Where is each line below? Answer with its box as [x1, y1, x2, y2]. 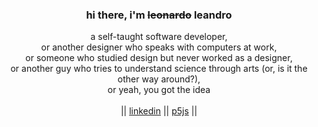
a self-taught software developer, [90, 31, 228, 43]
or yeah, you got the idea [107, 84, 211, 96]
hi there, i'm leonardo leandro [85, 8, 233, 22]
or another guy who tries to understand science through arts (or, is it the [10, 63, 308, 75]
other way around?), [117, 73, 201, 85]
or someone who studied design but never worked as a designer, [25, 52, 293, 64]
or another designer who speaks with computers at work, [40, 41, 278, 53]
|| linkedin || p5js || [120, 105, 198, 117]
